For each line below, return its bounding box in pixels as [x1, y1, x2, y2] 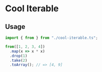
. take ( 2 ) [9, 58, 28, 63]
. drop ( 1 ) [9, 53, 28, 58]
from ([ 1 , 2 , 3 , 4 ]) [5, 44, 45, 49]
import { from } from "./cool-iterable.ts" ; [5, 35, 98, 40]
